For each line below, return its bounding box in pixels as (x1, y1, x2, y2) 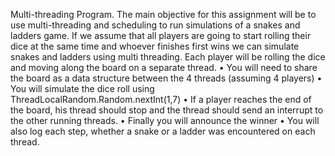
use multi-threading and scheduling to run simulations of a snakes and (10, 19, 301, 31)
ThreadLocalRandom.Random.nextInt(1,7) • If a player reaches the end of (10, 94, 312, 105)
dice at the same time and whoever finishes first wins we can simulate (10, 40, 300, 52)
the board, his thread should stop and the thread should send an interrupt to (10, 104, 324, 116)
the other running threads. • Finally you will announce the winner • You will (10, 115, 320, 126)
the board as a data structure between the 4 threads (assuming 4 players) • (10, 72, 323, 84)
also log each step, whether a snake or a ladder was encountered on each (10, 125, 316, 137)
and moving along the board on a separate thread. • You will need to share (10, 62, 318, 73)
